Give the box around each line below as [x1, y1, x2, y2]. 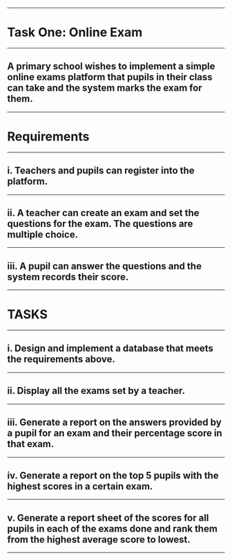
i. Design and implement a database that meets [7, 343, 214, 354]
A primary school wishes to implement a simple [7, 60, 215, 73]
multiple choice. [7, 228, 78, 240]
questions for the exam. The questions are [7, 217, 193, 229]
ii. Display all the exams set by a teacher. [7, 385, 186, 397]
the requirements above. [7, 354, 116, 365]
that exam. [7, 438, 55, 450]
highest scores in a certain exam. [7, 480, 153, 492]
